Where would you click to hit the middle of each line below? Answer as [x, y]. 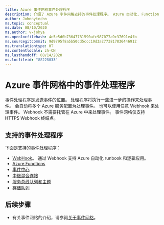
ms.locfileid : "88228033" [31, 60]
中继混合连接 [25, 176]
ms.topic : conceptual [27, 23]
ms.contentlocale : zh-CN [30, 50]
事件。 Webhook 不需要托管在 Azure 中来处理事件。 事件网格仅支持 [77, 112]
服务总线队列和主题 [32, 182]
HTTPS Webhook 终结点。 [32, 118]
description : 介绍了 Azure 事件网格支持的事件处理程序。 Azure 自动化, [72, 14]
